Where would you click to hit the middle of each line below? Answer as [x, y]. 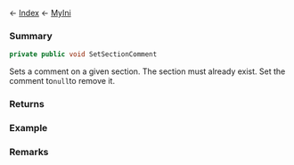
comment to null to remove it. [62, 81]
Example [29, 128]
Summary [31, 36]
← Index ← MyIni [40, 13]
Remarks [29, 152]
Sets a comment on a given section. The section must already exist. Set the [147, 71]
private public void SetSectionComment [83, 54]
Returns [27, 104]
